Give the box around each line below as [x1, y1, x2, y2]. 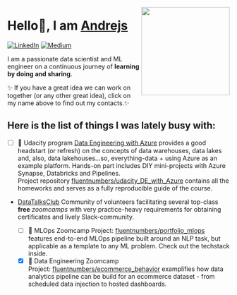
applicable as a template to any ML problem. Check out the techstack [28, 241, 230, 250]
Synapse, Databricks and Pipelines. [17, 169, 121, 177]
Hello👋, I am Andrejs [7, 18, 128, 34]
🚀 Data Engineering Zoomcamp [28, 256, 119, 265]
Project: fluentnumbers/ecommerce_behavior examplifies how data [28, 265, 224, 273]
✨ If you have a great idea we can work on [7, 83, 131, 92]
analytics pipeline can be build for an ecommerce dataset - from [28, 272, 215, 280]
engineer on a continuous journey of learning [7, 62, 140, 71]
